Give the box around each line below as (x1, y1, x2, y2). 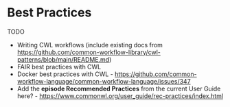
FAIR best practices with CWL (16, 62, 102, 71)
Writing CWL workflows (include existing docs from (16, 40, 163, 49)
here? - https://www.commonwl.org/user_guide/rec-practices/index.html (16, 91, 224, 100)
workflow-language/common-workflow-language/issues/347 (16, 77, 191, 85)
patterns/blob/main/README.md (16, 55, 110, 63)
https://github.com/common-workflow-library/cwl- (16, 48, 161, 56)
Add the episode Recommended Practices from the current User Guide (16, 84, 221, 93)
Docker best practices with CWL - (16, 70, 113, 78)
